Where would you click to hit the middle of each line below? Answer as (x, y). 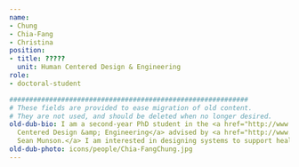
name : (19, 17)
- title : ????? (37, 59)
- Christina (31, 42)
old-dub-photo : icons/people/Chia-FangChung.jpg (101, 149)
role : (19, 76)
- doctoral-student (45, 83)
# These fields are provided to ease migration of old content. (131, 107)
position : (28, 51)
